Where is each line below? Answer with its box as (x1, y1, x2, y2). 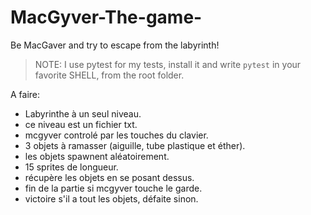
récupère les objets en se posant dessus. (24, 171, 195, 183)
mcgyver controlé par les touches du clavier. (24, 129, 209, 141)
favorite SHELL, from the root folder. (34, 69, 185, 81)
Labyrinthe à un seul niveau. (24, 107, 142, 120)
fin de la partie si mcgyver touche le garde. (24, 182, 203, 194)
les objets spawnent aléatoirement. (24, 150, 170, 162)
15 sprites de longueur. (24, 161, 119, 173)
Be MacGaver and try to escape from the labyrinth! (10, 39, 220, 51)
